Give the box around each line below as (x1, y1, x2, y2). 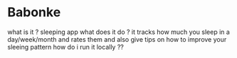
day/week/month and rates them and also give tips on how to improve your (7, 35, 227, 43)
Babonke (7, 4, 61, 21)
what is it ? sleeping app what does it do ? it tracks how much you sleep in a (7, 28, 230, 36)
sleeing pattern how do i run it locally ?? (7, 42, 125, 51)
